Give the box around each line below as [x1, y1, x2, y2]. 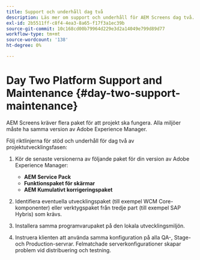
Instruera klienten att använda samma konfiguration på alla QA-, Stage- [14, 234, 191, 241]
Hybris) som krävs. [14, 210, 62, 217]
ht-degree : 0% [6, 43, 42, 49]
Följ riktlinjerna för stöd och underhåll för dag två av [6, 137, 135, 144]
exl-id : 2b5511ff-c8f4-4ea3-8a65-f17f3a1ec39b [6, 20, 125, 26]
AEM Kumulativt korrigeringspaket [23, 186, 113, 193]
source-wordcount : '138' [6, 37, 68, 43]
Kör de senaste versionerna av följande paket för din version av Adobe [14, 155, 190, 162]
